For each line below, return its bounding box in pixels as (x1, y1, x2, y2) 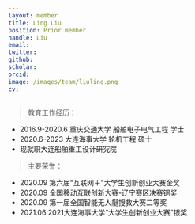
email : (8, 41, 30, 49)
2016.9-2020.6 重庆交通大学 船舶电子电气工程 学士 (19, 124, 185, 135)
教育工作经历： (27, 108, 77, 117)
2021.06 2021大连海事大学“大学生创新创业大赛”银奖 (19, 207, 188, 218)
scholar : (8, 63, 37, 71)
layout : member (8, 11, 58, 20)
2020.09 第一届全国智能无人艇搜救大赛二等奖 (19, 198, 167, 207)
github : (8, 56, 34, 64)
